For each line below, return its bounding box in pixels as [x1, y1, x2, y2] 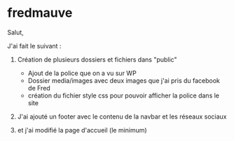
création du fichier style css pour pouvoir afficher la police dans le [27, 91, 219, 100]
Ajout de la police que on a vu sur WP [27, 69, 137, 77]
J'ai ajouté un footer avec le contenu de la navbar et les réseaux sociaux [17, 112, 227, 121]
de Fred [27, 83, 50, 92]
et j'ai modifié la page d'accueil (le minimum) [17, 126, 147, 134]
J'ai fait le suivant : [7, 41, 62, 50]
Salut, [7, 28, 25, 36]
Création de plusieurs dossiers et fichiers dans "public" [17, 55, 177, 64]
